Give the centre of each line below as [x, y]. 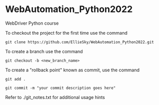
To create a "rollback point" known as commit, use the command [72, 70]
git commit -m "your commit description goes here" [60, 88]
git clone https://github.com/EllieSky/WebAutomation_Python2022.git [80, 42]
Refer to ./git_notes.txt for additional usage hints [55, 97]
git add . [16, 79]
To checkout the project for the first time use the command [66, 33]
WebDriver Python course [32, 23]
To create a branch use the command [44, 51]
